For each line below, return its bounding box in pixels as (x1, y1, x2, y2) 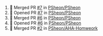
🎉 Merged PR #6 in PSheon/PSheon (9, 15, 81, 20)
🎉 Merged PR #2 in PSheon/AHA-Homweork (9, 25, 98, 31)
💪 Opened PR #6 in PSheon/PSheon (9, 20, 81, 26)
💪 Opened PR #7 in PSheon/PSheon (9, 10, 81, 16)
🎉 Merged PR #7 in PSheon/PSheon (9, 5, 81, 10)
